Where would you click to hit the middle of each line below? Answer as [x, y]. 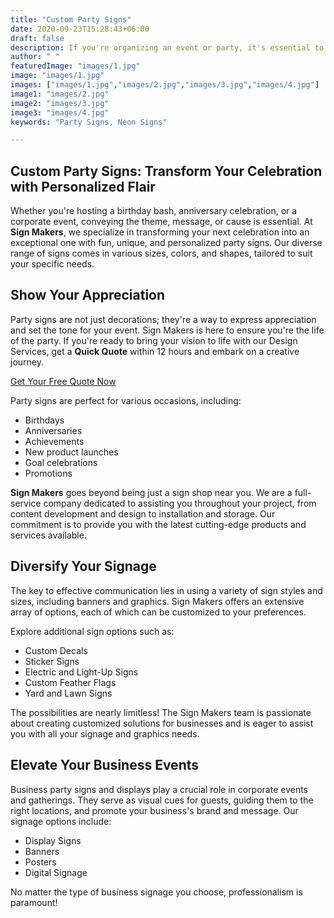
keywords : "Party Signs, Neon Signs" [89, 122]
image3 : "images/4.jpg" [60, 112]
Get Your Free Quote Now [63, 381]
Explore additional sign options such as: [92, 631]
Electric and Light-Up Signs [81, 672]
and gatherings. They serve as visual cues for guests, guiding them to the [162, 800]
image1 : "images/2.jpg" [60, 94]
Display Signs [53, 840]
